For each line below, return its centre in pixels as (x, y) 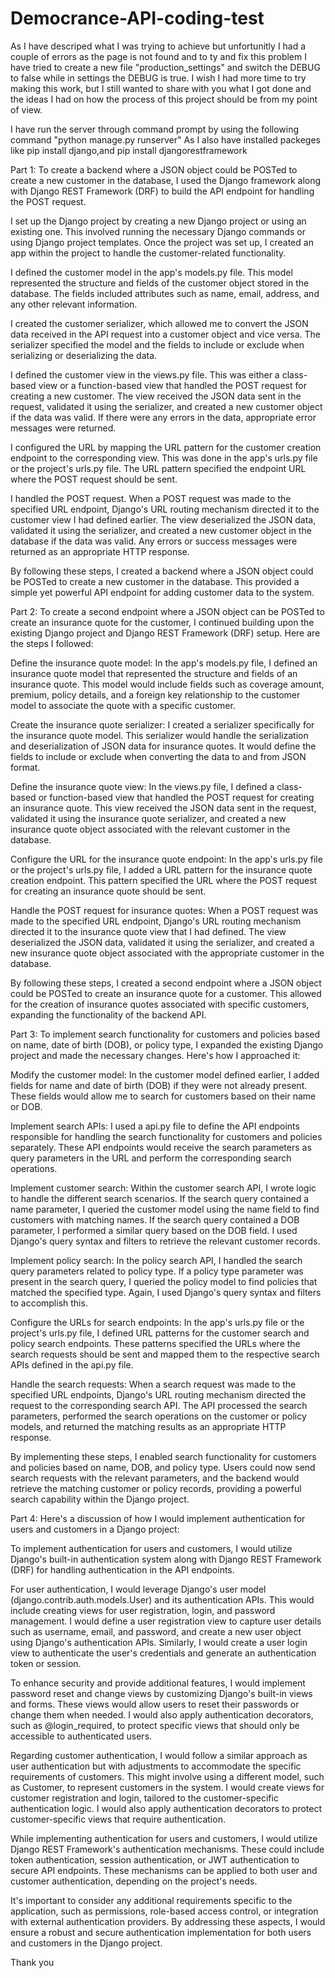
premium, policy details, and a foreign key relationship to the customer (155, 694)
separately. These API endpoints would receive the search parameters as (161, 1147)
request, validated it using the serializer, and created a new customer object (166, 406)
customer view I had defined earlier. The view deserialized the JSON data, (163, 519)
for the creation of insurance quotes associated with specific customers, (160, 1004)
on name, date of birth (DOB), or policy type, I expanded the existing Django (167, 1044)
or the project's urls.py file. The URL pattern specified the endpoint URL (158, 468)
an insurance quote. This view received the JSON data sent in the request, (163, 808)
